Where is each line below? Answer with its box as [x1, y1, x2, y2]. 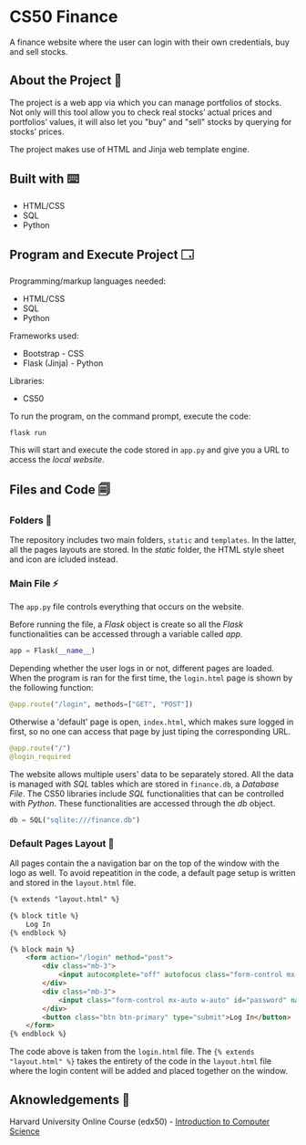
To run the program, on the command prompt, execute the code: [9, 411, 251, 422]
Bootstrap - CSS [22, 349, 85, 359]
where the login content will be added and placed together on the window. [9, 1066, 289, 1077]
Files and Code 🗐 [9, 482, 111, 497]
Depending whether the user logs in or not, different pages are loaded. [9, 663, 275, 674]
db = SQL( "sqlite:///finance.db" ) [9, 815, 141, 825]
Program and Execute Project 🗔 [9, 246, 194, 262]
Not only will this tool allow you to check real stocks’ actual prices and [9, 107, 273, 118]
